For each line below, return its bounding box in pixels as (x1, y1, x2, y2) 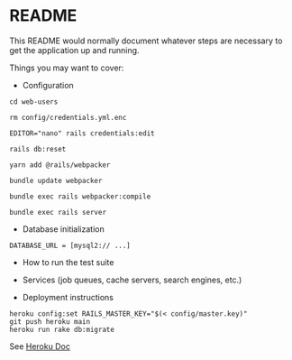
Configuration (22, 79, 74, 90)
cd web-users (9, 97, 59, 106)
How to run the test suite (22, 256, 114, 267)
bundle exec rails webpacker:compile (9, 191, 151, 201)
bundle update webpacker (9, 176, 103, 185)
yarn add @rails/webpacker (9, 160, 111, 170)
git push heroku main (9, 317, 91, 326)
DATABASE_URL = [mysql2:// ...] (9, 241, 131, 250)
